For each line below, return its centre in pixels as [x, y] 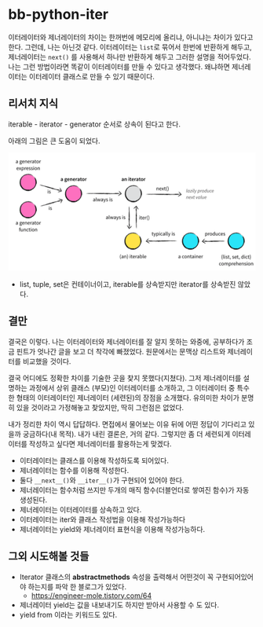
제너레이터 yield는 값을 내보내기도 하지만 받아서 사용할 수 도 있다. [119, 605]
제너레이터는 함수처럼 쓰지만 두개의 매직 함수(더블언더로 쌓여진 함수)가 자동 [134, 489]
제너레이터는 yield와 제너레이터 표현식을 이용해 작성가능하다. [112, 529]
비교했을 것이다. [47, 361]
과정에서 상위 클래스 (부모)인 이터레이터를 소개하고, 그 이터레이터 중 [132, 387]
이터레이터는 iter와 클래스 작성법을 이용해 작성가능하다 [102, 519]
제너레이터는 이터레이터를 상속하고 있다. [80, 509]
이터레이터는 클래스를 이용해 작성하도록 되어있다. [94, 460]
